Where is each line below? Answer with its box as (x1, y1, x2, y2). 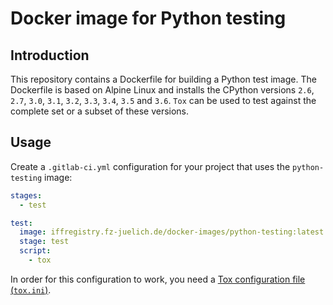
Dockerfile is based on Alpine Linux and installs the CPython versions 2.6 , (10, 84, 315, 96)
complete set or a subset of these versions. (10, 105, 190, 117)
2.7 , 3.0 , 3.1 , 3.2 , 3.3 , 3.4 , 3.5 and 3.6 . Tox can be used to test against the (10, 95, 317, 106)
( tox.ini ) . (10, 283, 52, 296)
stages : (10, 190, 43, 201)
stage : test (19, 237, 70, 247)
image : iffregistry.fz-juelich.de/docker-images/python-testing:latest (19, 227, 325, 237)
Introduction (10, 47, 90, 64)
